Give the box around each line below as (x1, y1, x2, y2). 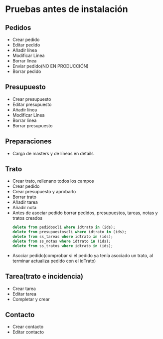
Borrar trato (12, 194, 36, 200)
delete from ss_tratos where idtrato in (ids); (12, 243, 113, 248)
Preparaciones (5, 137, 52, 146)
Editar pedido (12, 42, 40, 48)
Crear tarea (12, 286, 36, 292)
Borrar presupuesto (12, 122, 53, 128)
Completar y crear (12, 296, 50, 302)
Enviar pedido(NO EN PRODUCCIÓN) (12, 63, 89, 69)
